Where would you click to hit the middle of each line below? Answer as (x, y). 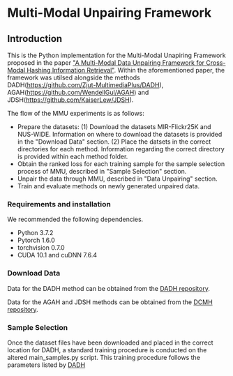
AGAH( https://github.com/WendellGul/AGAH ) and (78, 92)
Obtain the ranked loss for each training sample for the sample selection (121, 164)
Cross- (216, 63)
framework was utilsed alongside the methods (74, 77)
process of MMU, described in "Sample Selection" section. (102, 171)
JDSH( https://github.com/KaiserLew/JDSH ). (70, 100)
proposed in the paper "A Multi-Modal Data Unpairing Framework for (106, 63)
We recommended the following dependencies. (75, 219)
